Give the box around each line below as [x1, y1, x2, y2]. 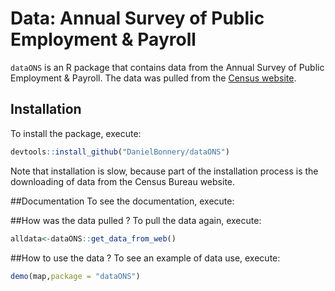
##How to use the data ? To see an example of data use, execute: [10, 252, 281, 264]
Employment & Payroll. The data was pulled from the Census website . [10, 72, 297, 84]
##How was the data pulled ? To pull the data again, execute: [10, 214, 262, 226]
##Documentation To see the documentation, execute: [10, 195, 235, 207]
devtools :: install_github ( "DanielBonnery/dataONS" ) [10, 147, 230, 157]
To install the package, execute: [10, 127, 142, 139]
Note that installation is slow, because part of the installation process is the [10, 165, 319, 177]
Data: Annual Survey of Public [10, 7, 265, 30]
